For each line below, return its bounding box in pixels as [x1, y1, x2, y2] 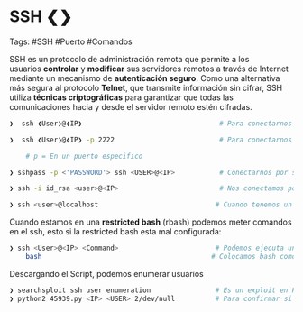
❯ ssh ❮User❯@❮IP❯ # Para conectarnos [9, 119, 293, 128]
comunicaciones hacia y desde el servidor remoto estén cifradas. [9, 101, 252, 112]
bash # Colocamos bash [25, 252, 277, 262]
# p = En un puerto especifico [25, 151, 143, 161]
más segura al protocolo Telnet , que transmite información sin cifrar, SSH [9, 82, 283, 93]
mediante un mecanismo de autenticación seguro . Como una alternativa [9, 72, 280, 83]
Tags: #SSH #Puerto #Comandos [9, 36, 133, 47]
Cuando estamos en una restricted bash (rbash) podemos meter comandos [9, 216, 292, 227]
